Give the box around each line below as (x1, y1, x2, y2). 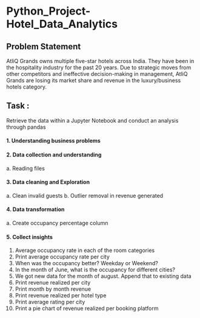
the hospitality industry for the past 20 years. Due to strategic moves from (6, 64, 192, 71)
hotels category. (6, 83, 47, 90)
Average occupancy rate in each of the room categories (15, 247, 155, 254)
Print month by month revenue (15, 285, 92, 293)
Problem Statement (6, 41, 81, 52)
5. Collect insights (6, 233, 53, 240)
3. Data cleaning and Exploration (6, 178, 90, 186)
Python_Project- (6, 4, 91, 18)
